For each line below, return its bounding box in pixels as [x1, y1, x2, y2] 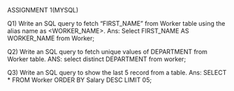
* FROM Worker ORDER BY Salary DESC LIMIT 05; [7, 76, 152, 84]
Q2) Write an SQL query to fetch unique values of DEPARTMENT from [7, 48, 208, 56]
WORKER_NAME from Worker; [7, 34, 95, 42]
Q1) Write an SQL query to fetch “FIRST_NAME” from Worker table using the [7, 19, 226, 27]
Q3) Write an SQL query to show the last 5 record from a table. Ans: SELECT [7, 69, 227, 76]
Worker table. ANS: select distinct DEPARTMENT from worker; [7, 55, 187, 63]
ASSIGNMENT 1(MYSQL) [7, 6, 79, 14]
